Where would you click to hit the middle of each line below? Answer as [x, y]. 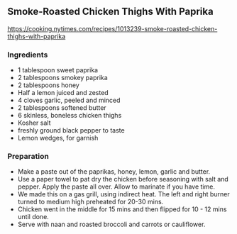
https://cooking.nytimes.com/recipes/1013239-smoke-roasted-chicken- [112, 28]
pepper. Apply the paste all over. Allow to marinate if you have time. [116, 186]
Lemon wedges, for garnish [58, 138]
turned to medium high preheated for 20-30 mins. [90, 202]
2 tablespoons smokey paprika [62, 78]
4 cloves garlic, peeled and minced [69, 100]
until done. [33, 217]
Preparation [28, 157]
